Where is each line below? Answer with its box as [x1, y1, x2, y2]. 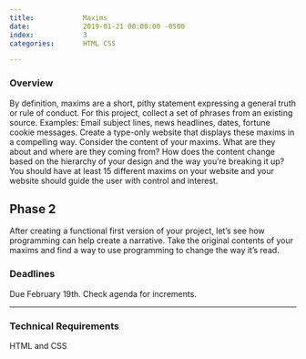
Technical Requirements [9, 320, 120, 333]
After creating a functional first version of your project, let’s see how [9, 225, 266, 237]
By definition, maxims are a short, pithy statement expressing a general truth [9, 97, 296, 108]
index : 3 [9, 30, 88, 39]
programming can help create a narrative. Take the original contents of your [9, 235, 294, 246]
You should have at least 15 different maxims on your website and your [9, 165, 275, 176]
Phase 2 [9, 201, 56, 217]
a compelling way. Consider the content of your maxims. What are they [9, 136, 276, 147]
